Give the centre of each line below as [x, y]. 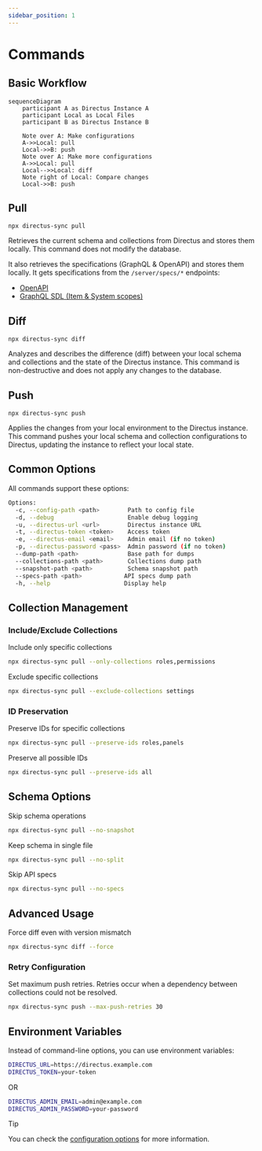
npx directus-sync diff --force [61, 947]
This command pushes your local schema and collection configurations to [127, 437]
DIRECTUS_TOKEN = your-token [52, 1072]
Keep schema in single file [51, 845]
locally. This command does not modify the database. [95, 249]
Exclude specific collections [53, 677]
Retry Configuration [47, 967]
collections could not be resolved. [63, 993]
